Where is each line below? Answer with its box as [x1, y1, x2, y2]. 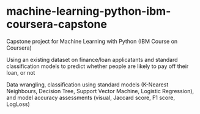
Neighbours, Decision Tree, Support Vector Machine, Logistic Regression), [6, 87, 194, 94]
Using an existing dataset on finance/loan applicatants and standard [6, 56, 179, 63]
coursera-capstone [6, 17, 107, 31]
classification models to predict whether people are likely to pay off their [6, 63, 189, 70]
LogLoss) [6, 100, 31, 108]
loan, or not [6, 69, 35, 76]
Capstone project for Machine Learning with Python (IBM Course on [6, 37, 178, 45]
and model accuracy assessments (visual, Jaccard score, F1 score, [6, 94, 176, 101]
